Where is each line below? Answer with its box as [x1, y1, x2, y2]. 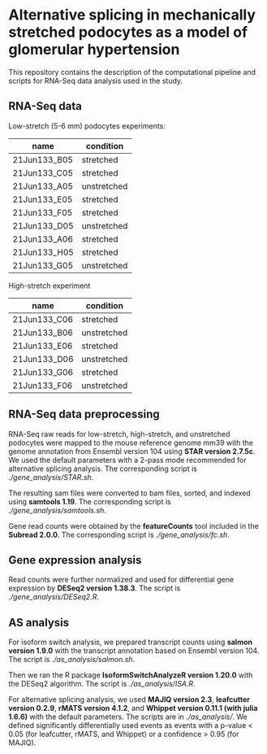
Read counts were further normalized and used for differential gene [8, 575, 234, 585]
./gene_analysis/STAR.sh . [8, 472, 94, 482]
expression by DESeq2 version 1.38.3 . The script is [8, 583, 181, 593]
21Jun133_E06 [12, 340, 73, 351]
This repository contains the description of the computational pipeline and [8, 67, 256, 76]
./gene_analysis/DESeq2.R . [8, 592, 100, 602]
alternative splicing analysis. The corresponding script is [8, 464, 197, 473]
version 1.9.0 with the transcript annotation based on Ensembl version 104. [8, 646, 260, 656]
